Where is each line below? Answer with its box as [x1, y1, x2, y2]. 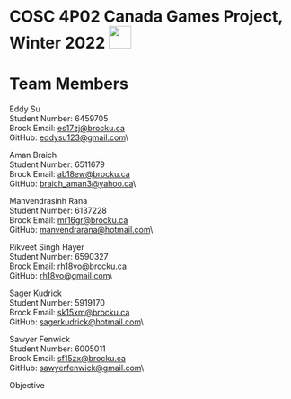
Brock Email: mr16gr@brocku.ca [9, 215, 128, 226]
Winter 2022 [9, 33, 106, 53]
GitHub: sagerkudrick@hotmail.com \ [9, 316, 144, 327]
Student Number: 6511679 [9, 159, 105, 170]
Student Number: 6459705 [9, 113, 109, 124]
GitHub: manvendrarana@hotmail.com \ [9, 225, 154, 235]
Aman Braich [9, 150, 57, 161]
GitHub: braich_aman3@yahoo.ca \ [9, 178, 137, 190]
